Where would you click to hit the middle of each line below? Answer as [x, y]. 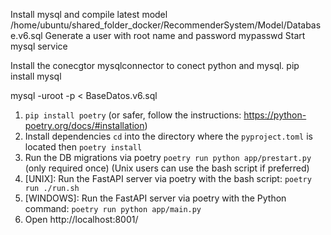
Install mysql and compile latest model [89, 14]
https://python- [275, 115]
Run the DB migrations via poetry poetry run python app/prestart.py [168, 157]
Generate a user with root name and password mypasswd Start [175, 35]
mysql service [39, 46]
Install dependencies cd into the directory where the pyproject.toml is [168, 136]
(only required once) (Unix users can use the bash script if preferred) [167, 168]
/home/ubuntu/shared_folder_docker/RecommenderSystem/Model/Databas [166, 25]
